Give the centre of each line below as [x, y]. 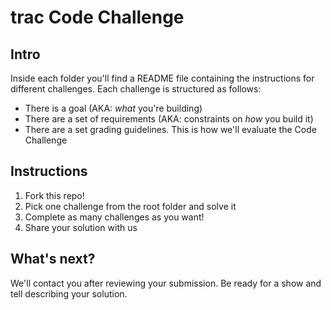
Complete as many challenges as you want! [114, 217]
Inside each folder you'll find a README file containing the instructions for [162, 78]
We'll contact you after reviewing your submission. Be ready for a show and [166, 283]
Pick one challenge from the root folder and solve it [130, 206]
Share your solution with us [81, 227]
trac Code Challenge [97, 17]
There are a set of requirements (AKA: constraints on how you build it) [169, 119]
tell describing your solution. [69, 293]
